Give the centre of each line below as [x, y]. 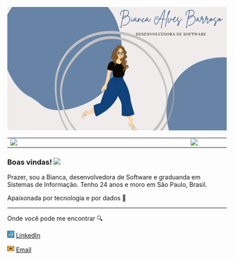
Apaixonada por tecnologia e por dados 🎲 [67, 198]
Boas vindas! [30, 162]
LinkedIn [28, 236]
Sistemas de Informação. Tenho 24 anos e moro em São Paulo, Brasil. [107, 185]
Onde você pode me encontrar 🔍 [55, 218]
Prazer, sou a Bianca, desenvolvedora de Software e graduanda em [104, 177]
